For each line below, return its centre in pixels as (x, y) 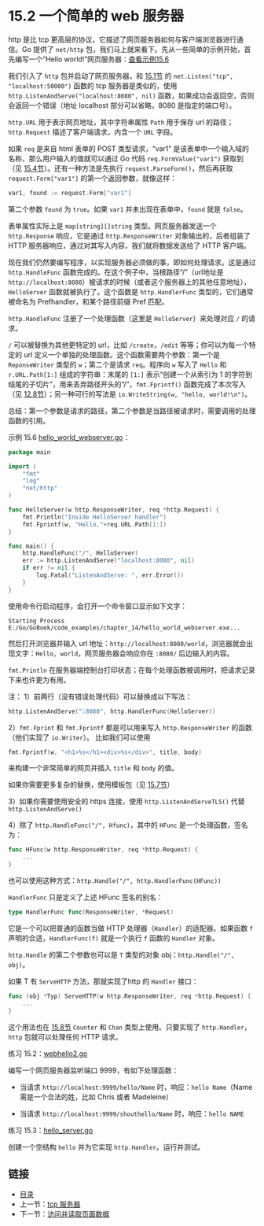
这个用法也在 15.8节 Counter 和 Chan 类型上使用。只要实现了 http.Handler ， (130, 1027)
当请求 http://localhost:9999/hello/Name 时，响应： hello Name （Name (136, 1087)
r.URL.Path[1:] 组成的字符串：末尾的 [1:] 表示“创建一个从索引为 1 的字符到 (130, 374)
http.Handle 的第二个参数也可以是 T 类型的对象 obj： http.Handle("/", (121, 955)
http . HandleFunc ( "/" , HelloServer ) (81, 553)
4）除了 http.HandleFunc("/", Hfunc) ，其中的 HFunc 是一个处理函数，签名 (128, 825)
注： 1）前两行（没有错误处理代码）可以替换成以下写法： (100, 696)
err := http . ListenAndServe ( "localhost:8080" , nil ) (108, 561)
